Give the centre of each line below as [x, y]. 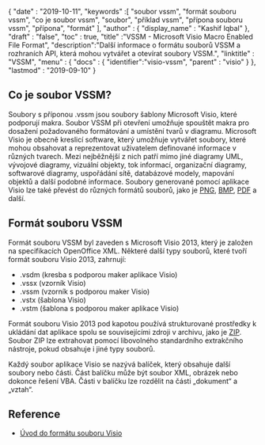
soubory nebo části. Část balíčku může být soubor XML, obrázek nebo [123, 372]
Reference [34, 415]
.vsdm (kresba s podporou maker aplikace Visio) [98, 274]
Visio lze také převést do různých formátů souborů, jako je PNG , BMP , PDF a [132, 190]
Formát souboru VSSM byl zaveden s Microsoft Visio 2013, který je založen [131, 242]
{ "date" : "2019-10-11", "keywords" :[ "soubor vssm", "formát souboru [123, 11]
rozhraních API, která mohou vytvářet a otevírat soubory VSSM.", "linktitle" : [131, 53]
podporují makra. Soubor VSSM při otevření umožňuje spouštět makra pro [129, 123]
